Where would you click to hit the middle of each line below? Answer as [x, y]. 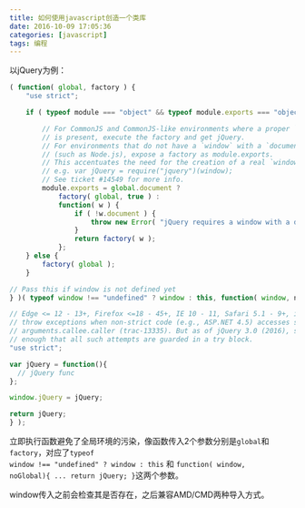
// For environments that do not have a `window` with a [152, 146]
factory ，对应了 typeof [52, 452]
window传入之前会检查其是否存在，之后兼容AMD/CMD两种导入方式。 [139, 494]
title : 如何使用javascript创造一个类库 [78, 18]
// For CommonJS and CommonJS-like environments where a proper [166, 128]
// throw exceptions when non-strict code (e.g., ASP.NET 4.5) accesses [150, 323]
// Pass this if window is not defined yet [93, 289]
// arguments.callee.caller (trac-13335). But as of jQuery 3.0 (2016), [150, 331]
